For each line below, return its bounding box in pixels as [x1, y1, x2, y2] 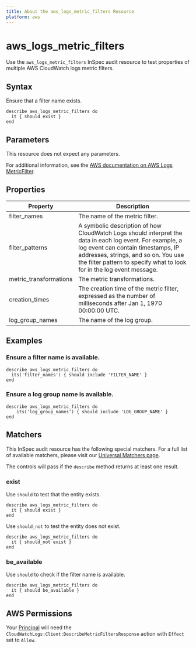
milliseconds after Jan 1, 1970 [78, 299, 162, 307]
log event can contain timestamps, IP [78, 244, 180, 252]
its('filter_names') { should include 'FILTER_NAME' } [11, 372, 148, 378]
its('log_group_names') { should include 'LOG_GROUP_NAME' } [16, 409, 168, 414]
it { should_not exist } [11, 539, 72, 545]
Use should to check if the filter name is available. [6, 571, 125, 578]
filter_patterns [9, 244, 48, 252]
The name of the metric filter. [78, 212, 159, 220]
